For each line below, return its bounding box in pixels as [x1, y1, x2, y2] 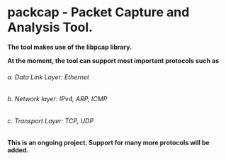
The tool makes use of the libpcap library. [7, 42, 132, 51]
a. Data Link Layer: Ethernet [7, 72, 90, 81]
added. [7, 146, 29, 154]
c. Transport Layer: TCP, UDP [7, 116, 94, 125]
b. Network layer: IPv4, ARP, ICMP [7, 95, 108, 103]
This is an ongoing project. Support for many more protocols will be [7, 139, 210, 147]
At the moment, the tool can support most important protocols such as [7, 56, 220, 64]
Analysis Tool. [7, 19, 94, 35]
